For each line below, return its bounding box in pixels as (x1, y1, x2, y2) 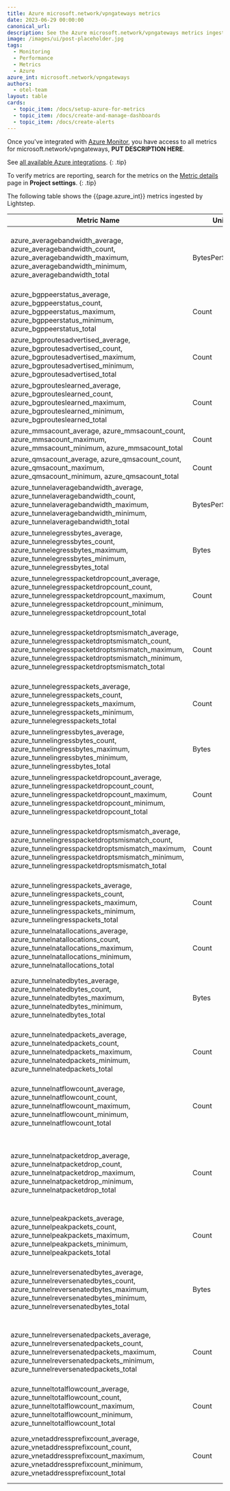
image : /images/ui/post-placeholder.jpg (7, 36, 125, 43)
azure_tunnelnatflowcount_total (10, 1118, 112, 1127)
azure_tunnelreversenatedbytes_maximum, (10, 1284, 149, 1294)
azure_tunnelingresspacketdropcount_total (10, 807, 149, 817)
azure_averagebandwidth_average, (10, 235, 123, 245)
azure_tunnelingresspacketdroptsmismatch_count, (10, 835, 173, 845)
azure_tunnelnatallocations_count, (10, 935, 120, 944)
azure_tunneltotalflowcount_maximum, (10, 1401, 135, 1411)
